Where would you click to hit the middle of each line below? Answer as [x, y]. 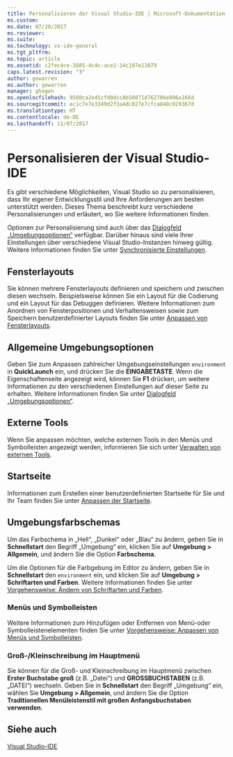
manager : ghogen [31, 91]
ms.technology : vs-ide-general [53, 46]
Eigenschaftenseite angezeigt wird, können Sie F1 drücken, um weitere [109, 379]
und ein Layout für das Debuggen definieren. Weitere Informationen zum [111, 303]
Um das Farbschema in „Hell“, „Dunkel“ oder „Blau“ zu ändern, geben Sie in [115, 539]
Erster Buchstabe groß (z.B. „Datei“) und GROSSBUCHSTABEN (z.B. [106, 678]
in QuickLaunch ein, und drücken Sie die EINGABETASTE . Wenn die [105, 372]
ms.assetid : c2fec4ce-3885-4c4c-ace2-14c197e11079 [82, 65]
